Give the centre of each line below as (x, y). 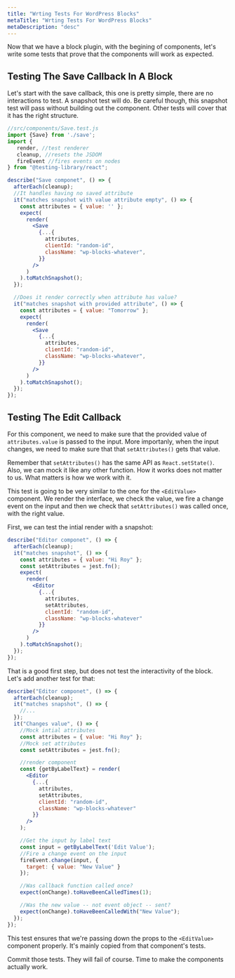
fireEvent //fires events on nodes (68, 161)
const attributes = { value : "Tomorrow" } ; (85, 310)
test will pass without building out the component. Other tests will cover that (117, 108)
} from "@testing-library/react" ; (58, 168)
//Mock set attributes (53, 744)
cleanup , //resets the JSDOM (59, 154)
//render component (48, 762)
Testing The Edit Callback (64, 417)
